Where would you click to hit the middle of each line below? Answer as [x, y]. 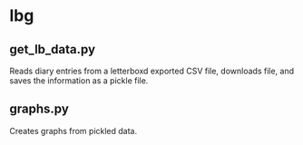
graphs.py [39, 109]
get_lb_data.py [53, 49]
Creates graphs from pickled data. [73, 130]
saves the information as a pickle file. [79, 81]
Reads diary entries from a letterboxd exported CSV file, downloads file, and [152, 71]
